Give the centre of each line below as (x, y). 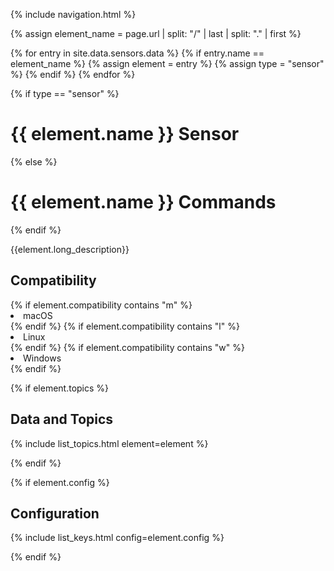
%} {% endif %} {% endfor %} (73, 74)
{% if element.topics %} (60, 388)
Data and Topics (62, 419)
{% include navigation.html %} (73, 14)
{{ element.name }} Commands (143, 202)
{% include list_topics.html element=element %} (109, 443)
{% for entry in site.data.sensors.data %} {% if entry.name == (137, 53)
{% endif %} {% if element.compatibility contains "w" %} (127, 347)
